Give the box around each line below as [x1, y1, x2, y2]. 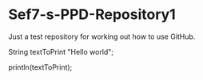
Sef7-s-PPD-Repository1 [8, 6, 176, 24]
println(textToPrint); [8, 62, 73, 72]
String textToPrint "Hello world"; [8, 47, 114, 56]
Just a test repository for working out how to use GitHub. [8, 32, 196, 41]
